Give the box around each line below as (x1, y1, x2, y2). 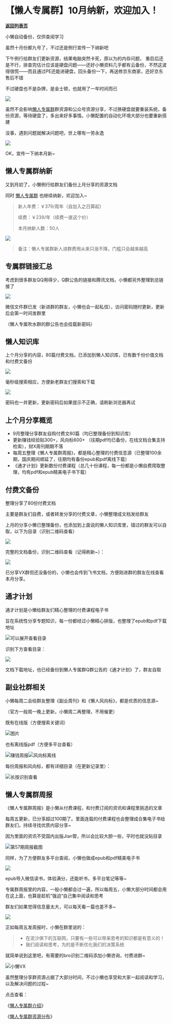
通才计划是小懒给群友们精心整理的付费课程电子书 (5, 607, 109, 613)
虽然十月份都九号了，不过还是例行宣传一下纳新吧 (5, 44, 109, 50)
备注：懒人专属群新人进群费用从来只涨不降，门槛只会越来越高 (17, 245, 148, 252)
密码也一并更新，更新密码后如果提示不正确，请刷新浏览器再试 (5, 399, 136, 405)
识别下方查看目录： (5, 646, 46, 652)
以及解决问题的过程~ (5, 981, 49, 987)
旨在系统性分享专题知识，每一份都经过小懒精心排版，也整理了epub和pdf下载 (5, 617, 167, 624)
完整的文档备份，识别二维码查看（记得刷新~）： (5, 549, 105, 555)
